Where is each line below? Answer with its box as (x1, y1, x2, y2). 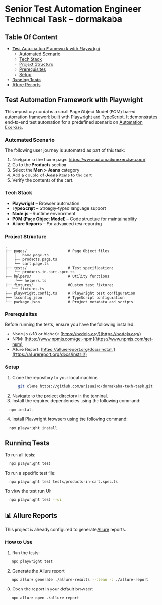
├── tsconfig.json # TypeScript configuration (5, 295, 125, 300)
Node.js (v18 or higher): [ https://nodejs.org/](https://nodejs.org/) (12, 331, 142, 336)
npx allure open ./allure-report (11, 595, 79, 601)
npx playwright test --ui (9, 497, 62, 502)
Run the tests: (12, 550, 40, 556)
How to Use (5, 539, 33, 546)
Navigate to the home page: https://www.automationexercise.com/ (12, 157, 146, 163)
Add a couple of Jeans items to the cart (12, 172, 92, 178)
